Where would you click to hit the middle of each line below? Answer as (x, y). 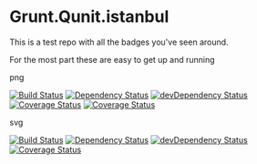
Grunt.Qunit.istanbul (89, 17)
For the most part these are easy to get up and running (113, 59)
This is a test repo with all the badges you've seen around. (119, 42)
